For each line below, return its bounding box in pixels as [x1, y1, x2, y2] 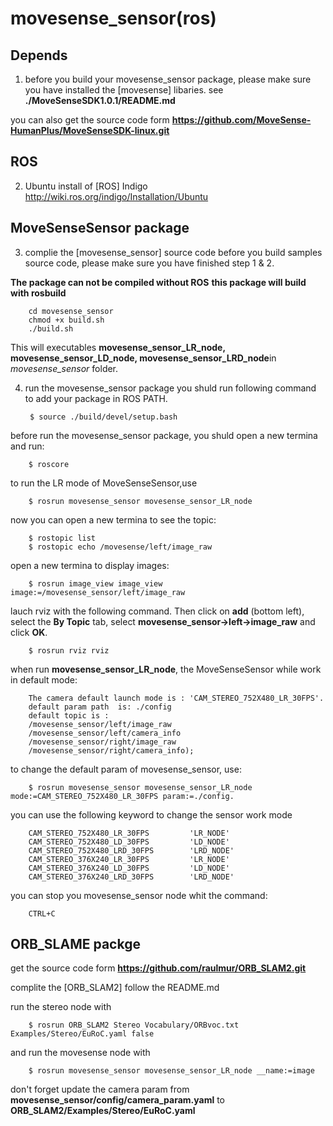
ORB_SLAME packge [10, 936, 141, 953]
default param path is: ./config [28, 702, 172, 712]
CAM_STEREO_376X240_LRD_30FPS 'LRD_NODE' [28, 872, 235, 882]
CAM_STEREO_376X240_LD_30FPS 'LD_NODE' [28, 863, 230, 873]
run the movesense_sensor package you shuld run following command [24, 382, 317, 394]
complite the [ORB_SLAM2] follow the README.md [10, 982, 220, 994]
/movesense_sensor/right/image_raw [28, 737, 177, 747]
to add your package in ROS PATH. [24, 392, 168, 404]
